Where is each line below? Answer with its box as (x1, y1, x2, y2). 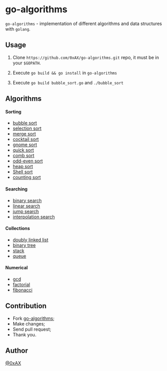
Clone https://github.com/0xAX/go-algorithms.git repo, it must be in (12, 54, 159, 60)
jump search (12, 208, 39, 214)
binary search (12, 197, 42, 203)
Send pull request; (12, 326, 51, 332)
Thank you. (12, 331, 37, 338)
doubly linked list (12, 237, 48, 243)
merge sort (12, 131, 36, 137)
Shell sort (12, 169, 33, 175)
